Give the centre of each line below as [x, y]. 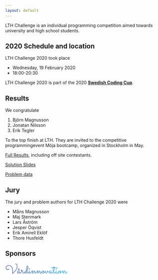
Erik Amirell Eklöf [30, 233]
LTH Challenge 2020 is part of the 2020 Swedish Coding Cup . [69, 83]
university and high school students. [42, 30]
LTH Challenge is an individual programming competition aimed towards [79, 25]
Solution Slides [20, 165]
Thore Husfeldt [28, 238]
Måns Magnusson [31, 212]
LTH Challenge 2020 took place [38, 58]
